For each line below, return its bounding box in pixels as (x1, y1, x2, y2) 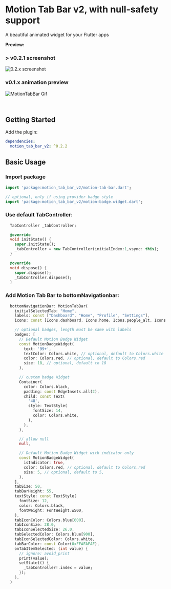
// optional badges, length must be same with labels (14, 327, 132, 333)
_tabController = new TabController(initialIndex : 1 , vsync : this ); (14, 247, 159, 252)
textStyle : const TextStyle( (14, 493, 77, 499)
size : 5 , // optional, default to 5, (24, 469, 104, 475)
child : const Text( (24, 394, 66, 399)
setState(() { (18, 560, 50, 566)
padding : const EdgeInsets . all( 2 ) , (24, 389, 100, 394)
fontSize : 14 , (32, 408, 63, 413)
